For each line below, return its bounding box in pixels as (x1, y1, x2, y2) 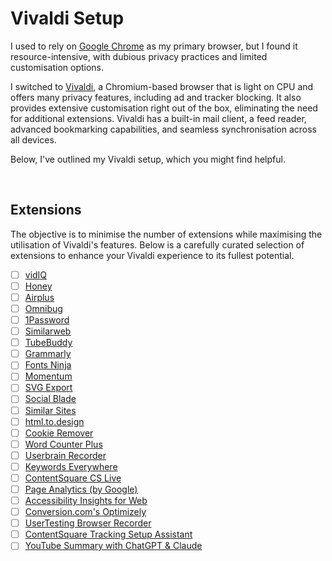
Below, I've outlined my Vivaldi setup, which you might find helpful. (10, 153, 286, 165)
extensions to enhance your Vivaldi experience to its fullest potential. (10, 249, 295, 261)
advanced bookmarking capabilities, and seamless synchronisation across (10, 123, 317, 135)
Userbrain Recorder (24, 449, 107, 461)
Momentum (24, 370, 73, 382)
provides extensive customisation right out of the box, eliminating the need (10, 102, 318, 114)
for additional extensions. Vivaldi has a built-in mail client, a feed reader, (10, 112, 307, 124)
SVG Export (24, 382, 73, 394)
